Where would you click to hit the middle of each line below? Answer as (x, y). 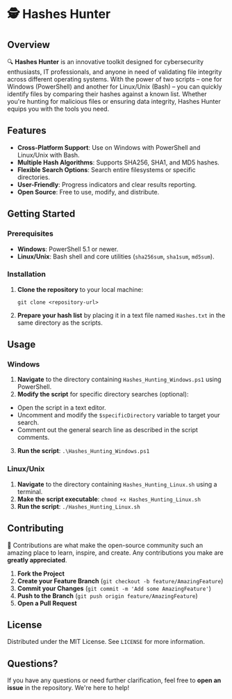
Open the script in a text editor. (61, 408)
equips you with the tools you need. (58, 109)
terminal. (30, 491)
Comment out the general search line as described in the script (107, 430)
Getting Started (41, 214)
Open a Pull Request (47, 603)
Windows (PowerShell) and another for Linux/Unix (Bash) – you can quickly (115, 86)
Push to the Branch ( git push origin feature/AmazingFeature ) (107, 596)
